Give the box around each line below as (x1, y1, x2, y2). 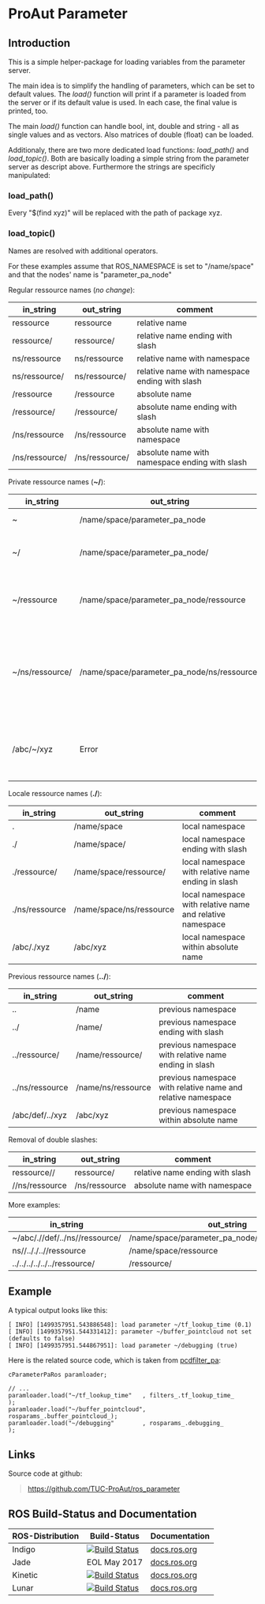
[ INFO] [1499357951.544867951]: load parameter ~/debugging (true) (8, 1342, 238, 1350)
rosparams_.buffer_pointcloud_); (8, 1413, 118, 1420)
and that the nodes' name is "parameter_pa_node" (8, 270, 172, 279)
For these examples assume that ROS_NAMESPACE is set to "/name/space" (8, 261, 255, 271)
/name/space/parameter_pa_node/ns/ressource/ (79, 666, 260, 677)
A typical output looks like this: (8, 1306, 108, 1315)
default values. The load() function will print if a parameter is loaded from (8, 89, 247, 99)
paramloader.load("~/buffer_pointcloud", (8, 1405, 147, 1413)
